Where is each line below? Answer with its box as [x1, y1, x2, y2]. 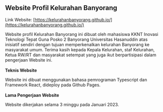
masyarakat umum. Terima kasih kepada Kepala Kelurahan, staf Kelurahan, [5, 47, 155, 52]
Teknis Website [5, 67, 37, 73]
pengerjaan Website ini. [5, 57, 53, 63]
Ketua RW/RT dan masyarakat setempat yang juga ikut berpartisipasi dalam [5, 52, 157, 58]
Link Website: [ [5, 16, 35, 22]
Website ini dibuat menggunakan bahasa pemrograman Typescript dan [5, 77, 147, 82]
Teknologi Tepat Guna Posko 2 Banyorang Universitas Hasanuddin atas [5, 36, 148, 42]
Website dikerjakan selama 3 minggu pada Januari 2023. [5, 101, 119, 107]
